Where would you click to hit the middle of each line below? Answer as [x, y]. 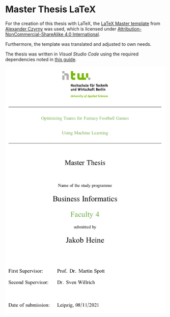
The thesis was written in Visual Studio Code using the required [72, 54]
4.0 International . [82, 34]
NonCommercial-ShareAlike [34, 34]
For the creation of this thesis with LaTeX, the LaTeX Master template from [83, 23]
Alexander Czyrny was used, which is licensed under [61, 28]
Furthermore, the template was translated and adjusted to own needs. [78, 44]
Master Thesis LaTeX [51, 9]
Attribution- [129, 28]
